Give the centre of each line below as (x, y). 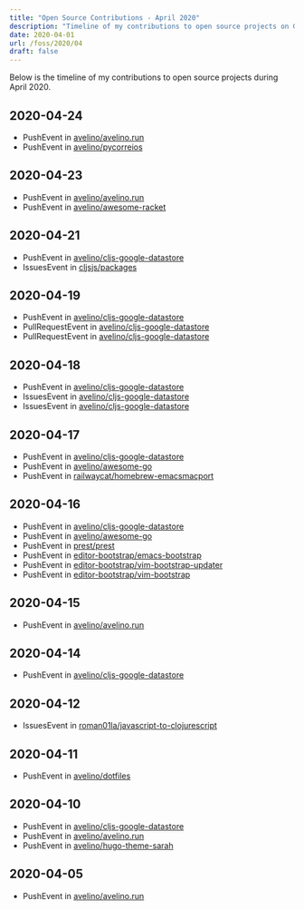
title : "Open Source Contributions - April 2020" (105, 18)
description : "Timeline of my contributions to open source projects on (149, 26)
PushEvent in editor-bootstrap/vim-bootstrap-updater (123, 564)
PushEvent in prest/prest (68, 545)
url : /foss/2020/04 (46, 43)
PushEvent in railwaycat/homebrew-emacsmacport (118, 476)
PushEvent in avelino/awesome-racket (94, 207)
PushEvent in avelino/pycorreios (82, 147)
